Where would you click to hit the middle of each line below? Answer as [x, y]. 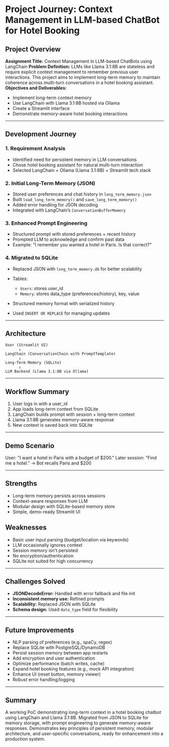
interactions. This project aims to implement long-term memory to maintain [83, 77]
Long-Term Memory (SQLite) [33, 363]
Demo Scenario [30, 446]
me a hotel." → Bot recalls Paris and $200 [48, 463]
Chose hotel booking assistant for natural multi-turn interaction [78, 165]
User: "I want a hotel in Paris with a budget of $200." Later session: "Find [81, 458]
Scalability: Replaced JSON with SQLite [54, 604]
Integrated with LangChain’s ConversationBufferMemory [69, 210]
